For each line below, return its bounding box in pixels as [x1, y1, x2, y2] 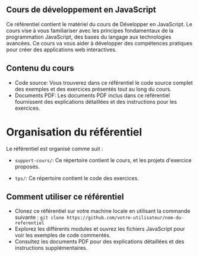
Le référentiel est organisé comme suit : [6, 145, 103, 152]
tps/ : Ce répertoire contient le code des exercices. [14, 174, 140, 181]
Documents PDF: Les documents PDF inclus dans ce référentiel [14, 92, 170, 99]
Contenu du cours [6, 63, 74, 73]
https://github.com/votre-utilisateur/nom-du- [66, 215, 184, 221]
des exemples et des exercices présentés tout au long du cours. [14, 85, 172, 92]
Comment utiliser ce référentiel [6, 191, 124, 202]
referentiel [14, 220, 45, 226]
